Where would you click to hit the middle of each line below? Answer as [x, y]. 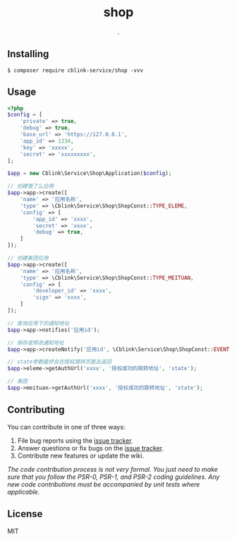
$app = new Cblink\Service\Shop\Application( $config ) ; [90, 174]
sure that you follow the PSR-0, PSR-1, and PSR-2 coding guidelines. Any [114, 477]
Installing [28, 54]
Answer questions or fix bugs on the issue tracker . [91, 448]
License [25, 514]
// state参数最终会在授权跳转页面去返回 [59, 362]
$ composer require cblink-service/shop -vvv [75, 70]
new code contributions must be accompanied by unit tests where [104, 484]
